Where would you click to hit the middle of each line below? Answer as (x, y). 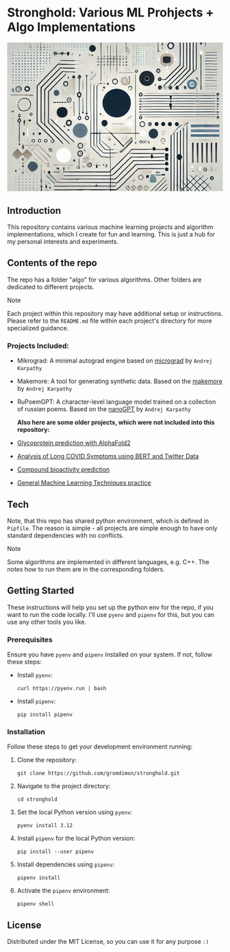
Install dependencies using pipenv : (66, 864)
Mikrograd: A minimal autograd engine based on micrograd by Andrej (115, 361)
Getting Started (41, 591)
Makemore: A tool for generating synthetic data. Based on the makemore (119, 381)
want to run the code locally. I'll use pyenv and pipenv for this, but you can (111, 614)
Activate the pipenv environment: (63, 891)
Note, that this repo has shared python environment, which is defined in (108, 521)
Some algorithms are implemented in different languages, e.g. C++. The (108, 562)
